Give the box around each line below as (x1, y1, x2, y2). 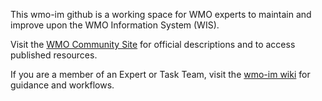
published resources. (10, 49, 98, 61)
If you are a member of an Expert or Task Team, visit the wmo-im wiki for (10, 69, 311, 80)
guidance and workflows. (10, 79, 115, 91)
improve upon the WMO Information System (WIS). (10, 19, 220, 31)
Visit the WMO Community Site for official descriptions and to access (10, 39, 296, 50)
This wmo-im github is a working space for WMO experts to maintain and (10, 9, 312, 20)
